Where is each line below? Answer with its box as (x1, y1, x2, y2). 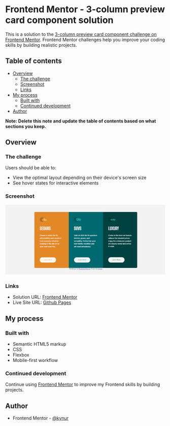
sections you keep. (5, 123, 47, 129)
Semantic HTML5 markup (12, 341, 66, 347)
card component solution (5, 14, 114, 26)
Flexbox (12, 352, 29, 358)
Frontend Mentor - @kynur (12, 415, 69, 421)
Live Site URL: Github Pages (12, 299, 72, 306)
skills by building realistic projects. (5, 42, 77, 48)
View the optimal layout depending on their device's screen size (12, 174, 147, 181)
